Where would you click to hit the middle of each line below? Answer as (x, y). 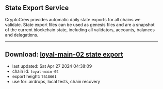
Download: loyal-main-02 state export (64, 55)
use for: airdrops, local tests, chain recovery (56, 81)
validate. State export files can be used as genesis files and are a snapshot (80, 25)
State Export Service (37, 8)
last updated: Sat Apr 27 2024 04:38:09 (52, 66)
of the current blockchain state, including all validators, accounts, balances (80, 30)
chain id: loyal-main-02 (35, 71)
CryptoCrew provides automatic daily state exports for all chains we (73, 19)
